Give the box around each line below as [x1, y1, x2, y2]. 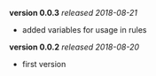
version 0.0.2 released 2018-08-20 [9, 42, 140, 52]
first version [21, 59, 66, 69]
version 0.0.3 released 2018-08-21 [9, 8, 138, 18]
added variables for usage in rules [21, 25, 147, 34]
